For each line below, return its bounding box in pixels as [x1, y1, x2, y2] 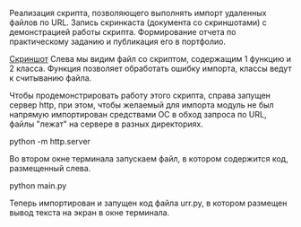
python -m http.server [9, 136, 91, 146]
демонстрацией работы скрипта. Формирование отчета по [9, 27, 236, 37]
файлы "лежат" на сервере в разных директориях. [9, 118, 203, 129]
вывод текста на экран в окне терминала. [9, 207, 170, 218]
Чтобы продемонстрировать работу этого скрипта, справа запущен [9, 90, 271, 100]
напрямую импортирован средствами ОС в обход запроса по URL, [9, 109, 267, 119]
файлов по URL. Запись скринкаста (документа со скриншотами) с [9, 17, 267, 28]
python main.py [9, 180, 67, 191]
